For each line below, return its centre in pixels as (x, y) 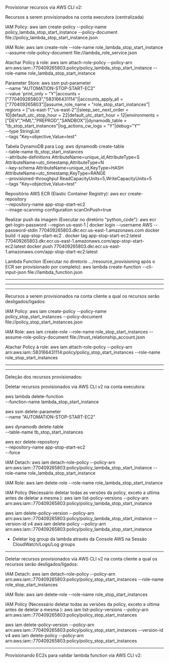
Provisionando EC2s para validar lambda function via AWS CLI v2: (73, 655)
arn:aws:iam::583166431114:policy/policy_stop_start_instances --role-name (83, 352)
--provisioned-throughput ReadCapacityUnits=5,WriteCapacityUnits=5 (78, 178)
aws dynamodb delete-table (34, 427)
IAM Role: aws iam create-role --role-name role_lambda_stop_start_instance (84, 47)
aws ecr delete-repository (32, 442)
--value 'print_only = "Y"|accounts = (43, 94)
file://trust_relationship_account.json (107, 337)
